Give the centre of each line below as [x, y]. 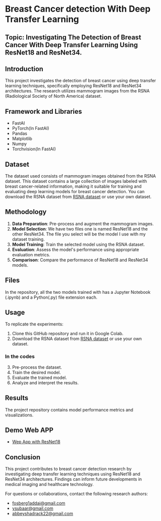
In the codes [20, 357]
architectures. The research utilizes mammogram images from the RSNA [77, 91]
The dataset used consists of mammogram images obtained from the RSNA [80, 176]
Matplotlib [22, 139]
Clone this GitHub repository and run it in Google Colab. [68, 334]
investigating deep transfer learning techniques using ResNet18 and [73, 474]
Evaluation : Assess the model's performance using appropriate [75, 250]
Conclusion [23, 457]
